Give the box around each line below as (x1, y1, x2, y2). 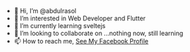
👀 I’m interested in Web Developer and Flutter (13, 14, 146, 22)
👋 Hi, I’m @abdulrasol (13, 7, 77, 15)
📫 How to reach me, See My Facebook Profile (13, 37, 149, 45)
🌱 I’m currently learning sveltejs (13, 22, 106, 30)
